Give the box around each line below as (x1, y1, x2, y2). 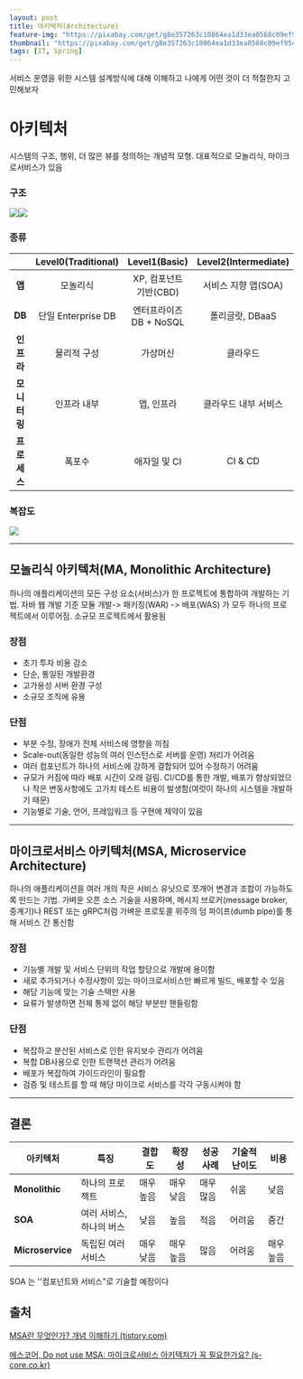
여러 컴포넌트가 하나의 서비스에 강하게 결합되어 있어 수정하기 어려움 (22, 760, 259, 772)
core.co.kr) (9, 1360, 51, 1371)
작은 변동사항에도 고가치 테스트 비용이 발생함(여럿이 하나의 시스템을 (32, 783, 269, 795)
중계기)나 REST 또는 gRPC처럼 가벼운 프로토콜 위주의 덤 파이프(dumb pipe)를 (9, 906, 284, 917)
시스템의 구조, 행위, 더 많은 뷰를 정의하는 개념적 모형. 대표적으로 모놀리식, (9, 151, 266, 162)
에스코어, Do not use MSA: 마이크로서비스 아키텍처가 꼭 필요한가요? (9, 1349, 250, 1360)
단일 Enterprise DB (38, 309, 116, 321)
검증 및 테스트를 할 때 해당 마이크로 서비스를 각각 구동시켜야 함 (22, 1078, 242, 1089)
